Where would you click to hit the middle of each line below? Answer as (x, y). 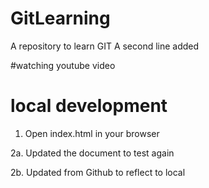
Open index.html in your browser (92, 133)
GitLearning (60, 18)
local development (89, 106)
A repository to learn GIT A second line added (105, 46)
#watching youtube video (63, 65)
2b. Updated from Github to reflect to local (98, 172)
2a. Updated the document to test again (92, 153)
